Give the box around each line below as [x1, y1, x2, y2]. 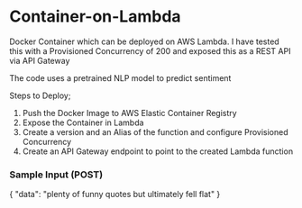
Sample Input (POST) [9, 168, 104, 181]
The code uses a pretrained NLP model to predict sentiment [9, 72, 232, 83]
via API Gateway [9, 55, 70, 66]
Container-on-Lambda [9, 6, 182, 27]
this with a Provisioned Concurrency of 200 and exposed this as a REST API [9, 45, 291, 56]
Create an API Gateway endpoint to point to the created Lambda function [22, 146, 294, 157]
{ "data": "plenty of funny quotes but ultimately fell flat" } [9, 189, 221, 200]
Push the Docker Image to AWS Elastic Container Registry [22, 107, 237, 118]
